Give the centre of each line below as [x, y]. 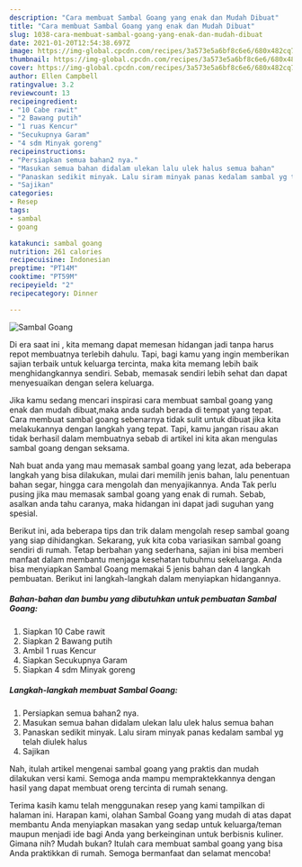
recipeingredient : [44, 101]
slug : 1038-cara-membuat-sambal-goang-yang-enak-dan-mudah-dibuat [136, 34]
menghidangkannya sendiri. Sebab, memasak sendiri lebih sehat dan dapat [148, 373]
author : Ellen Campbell [54, 77]
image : [22, 51]
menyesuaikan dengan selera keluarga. [82, 383]
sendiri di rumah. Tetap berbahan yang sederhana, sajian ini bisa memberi [147, 549]
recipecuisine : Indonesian [60, 260]
